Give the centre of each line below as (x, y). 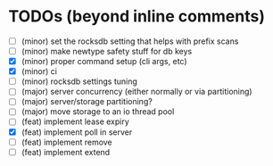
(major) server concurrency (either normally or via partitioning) (136, 92)
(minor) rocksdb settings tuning (79, 81)
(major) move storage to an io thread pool (98, 112)
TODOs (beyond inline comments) (136, 17)
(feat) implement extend (66, 152)
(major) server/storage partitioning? (87, 102)
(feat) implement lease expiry (75, 121)
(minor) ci (39, 71)
